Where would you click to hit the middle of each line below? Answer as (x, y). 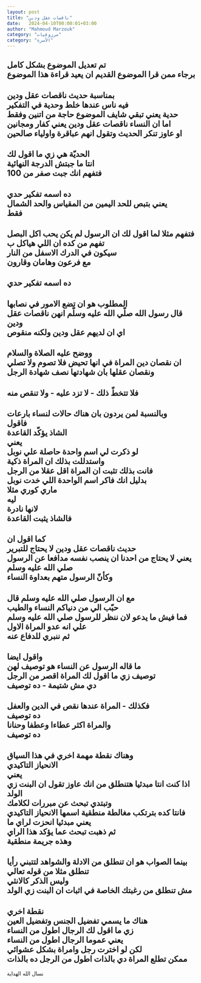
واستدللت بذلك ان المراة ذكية (56, 461)
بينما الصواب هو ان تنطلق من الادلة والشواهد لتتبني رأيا (97, 862)
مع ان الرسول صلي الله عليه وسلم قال (71, 598)
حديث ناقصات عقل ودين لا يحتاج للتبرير (72, 549)
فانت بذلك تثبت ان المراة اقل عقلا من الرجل (80, 470)
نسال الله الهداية (26, 974)
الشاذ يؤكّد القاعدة (37, 433)
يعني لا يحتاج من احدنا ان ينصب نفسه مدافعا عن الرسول (99, 558)
